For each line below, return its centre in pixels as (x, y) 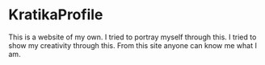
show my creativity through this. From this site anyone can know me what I (132, 45)
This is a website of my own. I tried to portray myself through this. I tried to (132, 37)
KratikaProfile (56, 15)
